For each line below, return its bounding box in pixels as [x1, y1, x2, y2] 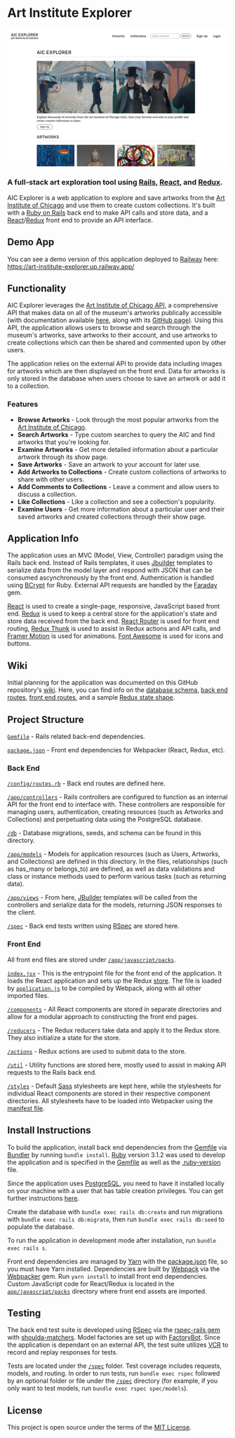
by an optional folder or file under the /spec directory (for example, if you [7, 1377, 218, 1385]
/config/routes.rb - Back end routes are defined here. [7, 779, 166, 787]
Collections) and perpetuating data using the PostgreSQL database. [7, 815, 203, 824]
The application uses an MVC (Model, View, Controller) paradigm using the [7, 551, 224, 559]
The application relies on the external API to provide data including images [7, 359, 222, 368]
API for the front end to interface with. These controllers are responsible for [7, 800, 226, 808]
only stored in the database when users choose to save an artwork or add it [7, 374, 226, 383]
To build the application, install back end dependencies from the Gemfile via [7, 1143, 227, 1152]
